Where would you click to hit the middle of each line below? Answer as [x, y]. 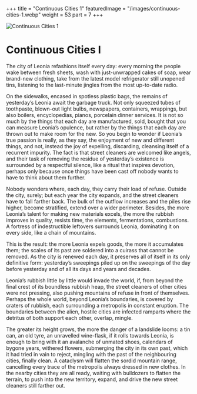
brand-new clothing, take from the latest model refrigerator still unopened [96, 78]
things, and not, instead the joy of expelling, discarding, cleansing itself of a [98, 146]
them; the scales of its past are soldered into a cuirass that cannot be [90, 250]
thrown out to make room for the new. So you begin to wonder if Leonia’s [94, 133]
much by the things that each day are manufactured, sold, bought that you [96, 121]
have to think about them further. [46, 177]
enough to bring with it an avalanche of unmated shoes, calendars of [90, 342]
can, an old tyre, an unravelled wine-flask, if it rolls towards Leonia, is [90, 335]
